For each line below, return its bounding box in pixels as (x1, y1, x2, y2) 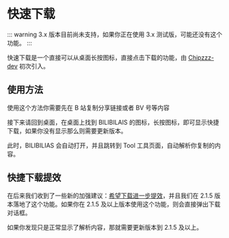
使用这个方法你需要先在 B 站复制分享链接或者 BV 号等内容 (7, 104, 170, 112)
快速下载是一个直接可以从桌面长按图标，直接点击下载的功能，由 (7, 53, 187, 62)
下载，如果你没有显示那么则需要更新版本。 (7, 126, 127, 134)
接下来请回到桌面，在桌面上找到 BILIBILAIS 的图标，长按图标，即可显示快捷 (7, 118, 219, 126)
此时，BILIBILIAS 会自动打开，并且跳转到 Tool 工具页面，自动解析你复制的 (7, 141, 215, 150)
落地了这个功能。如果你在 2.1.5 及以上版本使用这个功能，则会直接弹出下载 (12, 200, 221, 208)
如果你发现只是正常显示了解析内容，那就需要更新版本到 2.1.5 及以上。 (7, 223, 203, 231)
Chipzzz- (187, 53, 214, 62)
